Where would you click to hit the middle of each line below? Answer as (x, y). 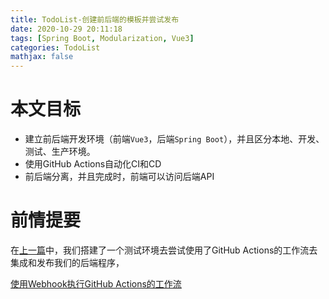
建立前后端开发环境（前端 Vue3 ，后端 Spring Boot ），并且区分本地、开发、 (174, 139)
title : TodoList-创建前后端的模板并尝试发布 (95, 19)
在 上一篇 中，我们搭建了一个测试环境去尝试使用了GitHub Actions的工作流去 (164, 250)
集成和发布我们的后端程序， (67, 262)
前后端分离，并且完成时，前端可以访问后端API (119, 177)
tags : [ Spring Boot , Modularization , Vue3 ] (102, 38)
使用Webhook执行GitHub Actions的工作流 (96, 284)
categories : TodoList (55, 47)
